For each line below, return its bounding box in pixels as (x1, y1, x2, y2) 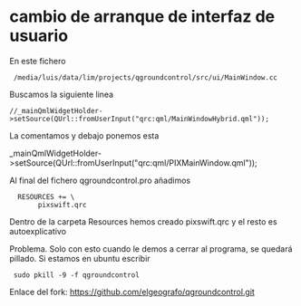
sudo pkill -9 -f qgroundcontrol (13, 270, 141, 280)
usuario (9, 25, 69, 46)
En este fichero (9, 55, 66, 66)
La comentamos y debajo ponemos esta (9, 129, 160, 141)
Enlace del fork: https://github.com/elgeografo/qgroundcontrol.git (9, 286, 256, 297)
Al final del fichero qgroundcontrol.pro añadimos (9, 175, 191, 186)
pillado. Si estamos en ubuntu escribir (9, 253, 151, 263)
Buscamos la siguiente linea (9, 89, 114, 100)
